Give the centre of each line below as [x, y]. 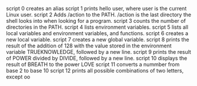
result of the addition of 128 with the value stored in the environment [89, 46]
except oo [18, 77]
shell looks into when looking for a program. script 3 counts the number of [96, 21]
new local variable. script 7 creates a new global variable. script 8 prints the [98, 39]
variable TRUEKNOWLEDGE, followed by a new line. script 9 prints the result [98, 52]
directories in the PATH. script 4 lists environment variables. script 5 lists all [97, 27]
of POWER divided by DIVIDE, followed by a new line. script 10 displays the [97, 58]
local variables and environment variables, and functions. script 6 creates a [97, 33]
